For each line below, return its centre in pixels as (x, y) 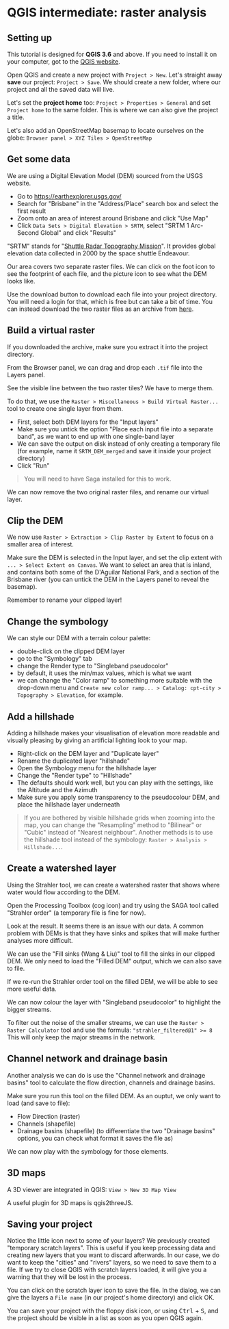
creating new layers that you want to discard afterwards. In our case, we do (113, 1255)
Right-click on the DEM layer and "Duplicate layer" (88, 754)
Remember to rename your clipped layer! (65, 600)
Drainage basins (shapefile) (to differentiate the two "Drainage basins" (116, 1130)
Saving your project (50, 1224)
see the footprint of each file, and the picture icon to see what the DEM (107, 274)
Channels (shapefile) (46, 1124)
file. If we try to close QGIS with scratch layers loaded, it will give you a (107, 1270)
